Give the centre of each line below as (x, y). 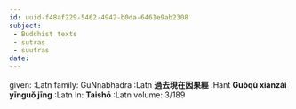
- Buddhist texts (45, 34)
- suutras (31, 51)
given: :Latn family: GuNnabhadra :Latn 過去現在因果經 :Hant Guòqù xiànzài (148, 85)
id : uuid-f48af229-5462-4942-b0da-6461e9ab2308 (99, 17)
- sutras (29, 42)
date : (19, 58)
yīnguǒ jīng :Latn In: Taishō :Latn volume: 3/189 (97, 95)
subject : (25, 26)
